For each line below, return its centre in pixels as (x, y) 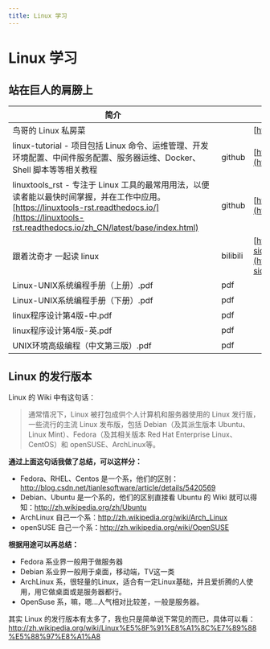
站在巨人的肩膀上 (51, 90)
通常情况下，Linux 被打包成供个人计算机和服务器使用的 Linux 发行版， (144, 414)
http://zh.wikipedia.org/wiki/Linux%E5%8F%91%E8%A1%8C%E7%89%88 (133, 628)
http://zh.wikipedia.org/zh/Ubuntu (90, 507)
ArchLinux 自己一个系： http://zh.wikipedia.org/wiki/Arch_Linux (123, 518)
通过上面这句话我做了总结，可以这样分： (75, 462)
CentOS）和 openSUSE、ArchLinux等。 (94, 445)
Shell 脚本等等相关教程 (55, 170)
